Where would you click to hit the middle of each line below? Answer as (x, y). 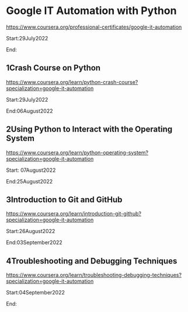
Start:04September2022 (36, 293)
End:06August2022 (30, 111)
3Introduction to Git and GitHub (64, 200)
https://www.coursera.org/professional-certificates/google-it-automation (94, 27)
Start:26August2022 (31, 231)
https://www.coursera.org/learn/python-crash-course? (72, 82)
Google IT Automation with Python (91, 11)
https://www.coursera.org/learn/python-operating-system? (77, 152)
